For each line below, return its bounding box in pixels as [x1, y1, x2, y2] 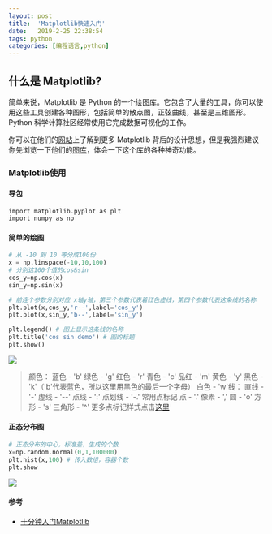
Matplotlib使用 [8, 167, 67, 179]
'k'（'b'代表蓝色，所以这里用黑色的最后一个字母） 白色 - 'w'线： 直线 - [28, 381, 265, 391]
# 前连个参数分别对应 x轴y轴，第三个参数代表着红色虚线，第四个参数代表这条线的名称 [8, 295, 257, 304]
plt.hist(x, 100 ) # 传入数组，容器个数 [8, 455, 128, 463]
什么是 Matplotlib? [8, 74, 102, 88]
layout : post [8, 11, 53, 20]
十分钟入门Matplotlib [19, 516, 90, 526]
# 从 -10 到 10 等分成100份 [8, 251, 96, 260]
